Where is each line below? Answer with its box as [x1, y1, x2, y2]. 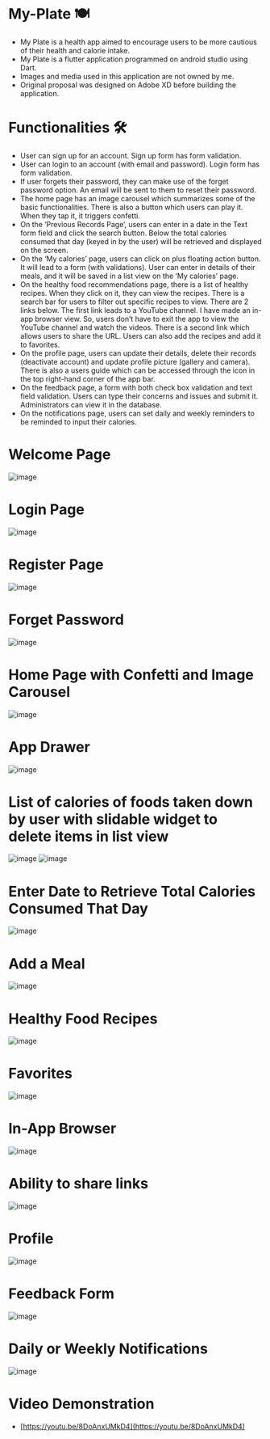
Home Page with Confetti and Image [8, 665, 254, 684]
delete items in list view [8, 827, 169, 846]
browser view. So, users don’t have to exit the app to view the [35, 314, 239, 323]
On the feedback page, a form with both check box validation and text [19, 382, 253, 392]
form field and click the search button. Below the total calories [19, 228, 227, 238]
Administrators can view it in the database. [19, 399, 163, 409]
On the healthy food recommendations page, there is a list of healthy [19, 279, 248, 289]
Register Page [8, 555, 104, 573]
